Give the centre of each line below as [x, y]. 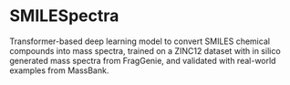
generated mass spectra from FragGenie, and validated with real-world [143, 60]
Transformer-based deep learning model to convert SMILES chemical [140, 41]
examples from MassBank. [59, 70]
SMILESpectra [64, 16]
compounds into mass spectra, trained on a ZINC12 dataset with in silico [145, 50]
